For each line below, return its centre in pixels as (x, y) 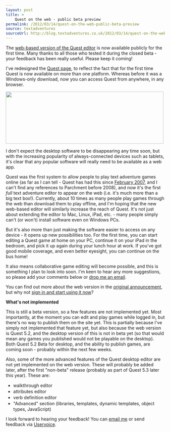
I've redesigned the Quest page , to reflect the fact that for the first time (79, 68)
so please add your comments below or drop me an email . (66, 277)
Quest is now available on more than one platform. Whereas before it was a (84, 74)
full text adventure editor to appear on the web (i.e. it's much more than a (82, 193)
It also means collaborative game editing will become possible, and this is (82, 266)
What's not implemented (32, 302)
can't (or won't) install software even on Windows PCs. (63, 220)
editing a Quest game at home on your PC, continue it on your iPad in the (81, 240)
